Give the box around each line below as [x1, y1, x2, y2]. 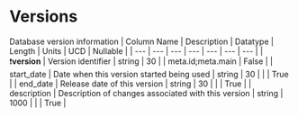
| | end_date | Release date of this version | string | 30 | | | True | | [9, 78, 252, 89]
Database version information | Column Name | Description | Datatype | [9, 36, 275, 47]
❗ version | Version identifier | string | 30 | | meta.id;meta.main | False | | [9, 56, 273, 67]
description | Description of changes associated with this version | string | [9, 87, 284, 98]
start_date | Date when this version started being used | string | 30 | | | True [9, 68, 290, 79]
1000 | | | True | [9, 97, 67, 108]
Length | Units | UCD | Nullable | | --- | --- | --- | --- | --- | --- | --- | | [9, 45, 264, 56]
